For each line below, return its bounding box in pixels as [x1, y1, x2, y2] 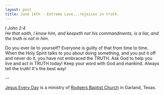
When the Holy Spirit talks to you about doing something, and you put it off [5, 50, 156, 56]
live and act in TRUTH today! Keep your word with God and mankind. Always [5, 60, 160, 66]
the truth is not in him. [5, 35, 49, 41]
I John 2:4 [5, 25, 26, 31]
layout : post [5, 7, 32, 12]
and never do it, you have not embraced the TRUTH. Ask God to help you [5, 55, 153, 61]
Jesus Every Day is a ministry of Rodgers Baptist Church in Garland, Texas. [5, 84, 157, 90]
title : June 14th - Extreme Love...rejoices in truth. [5, 12, 119, 17]
